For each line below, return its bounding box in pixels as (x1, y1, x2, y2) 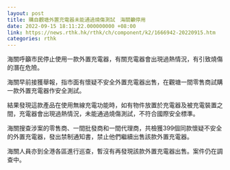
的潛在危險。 (7, 63, 43, 72)
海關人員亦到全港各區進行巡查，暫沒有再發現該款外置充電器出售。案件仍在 (7, 147, 217, 156)
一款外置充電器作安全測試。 (7, 87, 86, 95)
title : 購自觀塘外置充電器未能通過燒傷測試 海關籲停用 (7, 16, 146, 23)
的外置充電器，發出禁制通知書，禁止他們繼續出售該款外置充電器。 (7, 132, 193, 141)
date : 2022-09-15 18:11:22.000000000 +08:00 (7, 23, 136, 29)
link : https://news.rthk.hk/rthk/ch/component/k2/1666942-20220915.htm (7, 29, 216, 36)
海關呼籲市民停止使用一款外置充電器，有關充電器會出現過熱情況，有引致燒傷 (7, 55, 223, 63)
